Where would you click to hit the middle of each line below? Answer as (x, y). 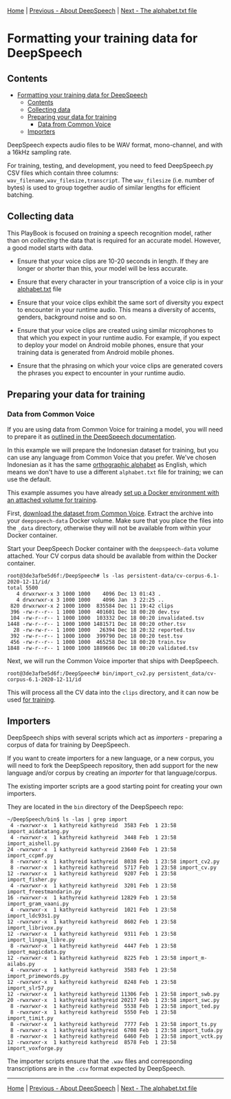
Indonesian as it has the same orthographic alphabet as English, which (107, 464)
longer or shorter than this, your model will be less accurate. (102, 268)
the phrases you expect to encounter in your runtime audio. (101, 373)
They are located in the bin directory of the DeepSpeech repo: (95, 807)
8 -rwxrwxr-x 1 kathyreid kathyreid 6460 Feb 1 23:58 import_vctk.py (117, 1036)
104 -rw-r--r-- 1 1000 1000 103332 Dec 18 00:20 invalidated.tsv (107, 618)
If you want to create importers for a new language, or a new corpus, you (111, 758)
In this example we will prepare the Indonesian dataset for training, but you (113, 450)
